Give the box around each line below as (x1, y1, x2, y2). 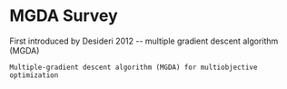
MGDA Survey (9, 5, 118, 26)
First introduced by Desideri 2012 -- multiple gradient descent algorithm (9, 35, 279, 46)
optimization (9, 70, 59, 80)
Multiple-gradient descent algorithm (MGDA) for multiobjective (9, 63, 258, 72)
